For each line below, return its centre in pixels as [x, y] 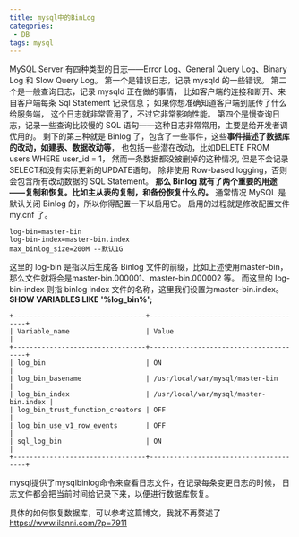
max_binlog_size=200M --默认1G [66, 249]
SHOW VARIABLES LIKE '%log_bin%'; [81, 299]
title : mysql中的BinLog [52, 17]
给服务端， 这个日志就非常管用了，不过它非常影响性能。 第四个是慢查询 [141, 114]
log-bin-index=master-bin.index [69, 240]
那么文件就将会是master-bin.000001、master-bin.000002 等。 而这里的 [141, 278]
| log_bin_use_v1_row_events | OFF [88, 426]
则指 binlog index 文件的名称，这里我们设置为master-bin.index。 [165, 290]
